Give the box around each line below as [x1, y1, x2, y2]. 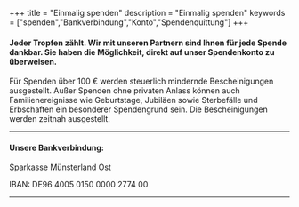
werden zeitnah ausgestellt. [9, 114, 111, 124]
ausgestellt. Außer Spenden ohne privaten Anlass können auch [9, 85, 240, 96]
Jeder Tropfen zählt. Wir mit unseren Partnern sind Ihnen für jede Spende [9, 37, 287, 48]
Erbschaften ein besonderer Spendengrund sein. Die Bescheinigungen [9, 104, 269, 115]
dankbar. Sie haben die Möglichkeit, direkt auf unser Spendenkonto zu [9, 46, 275, 57]
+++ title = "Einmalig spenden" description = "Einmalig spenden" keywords [9, 8, 286, 18]
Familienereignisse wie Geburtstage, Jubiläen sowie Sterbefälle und [9, 95, 258, 106]
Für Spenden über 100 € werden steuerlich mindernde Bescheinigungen [9, 76, 274, 87]
